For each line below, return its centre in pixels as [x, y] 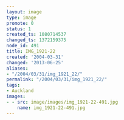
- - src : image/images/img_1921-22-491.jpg [62, 102]
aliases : [17, 68]
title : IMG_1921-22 [31, 52]
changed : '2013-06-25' [35, 62]
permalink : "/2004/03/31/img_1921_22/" [57, 79]
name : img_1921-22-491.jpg [51, 108]
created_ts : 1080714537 [36, 35]
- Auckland [20, 91]
